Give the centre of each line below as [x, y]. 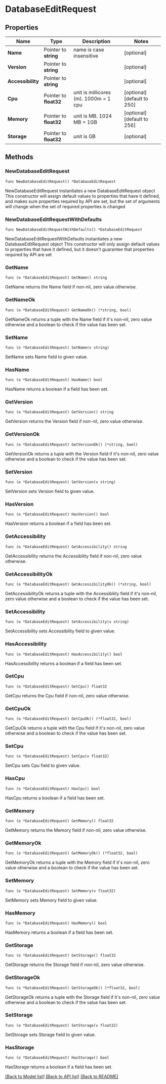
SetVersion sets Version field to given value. [50, 491]
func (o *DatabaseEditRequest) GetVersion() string [59, 412]
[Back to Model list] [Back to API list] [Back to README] [62, 1077]
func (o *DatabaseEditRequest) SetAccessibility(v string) [67, 622]
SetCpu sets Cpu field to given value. [43, 766]
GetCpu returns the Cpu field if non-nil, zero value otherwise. [67, 695]
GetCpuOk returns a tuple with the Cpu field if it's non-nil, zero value [75, 728]
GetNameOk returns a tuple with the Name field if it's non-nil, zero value [79, 319]
